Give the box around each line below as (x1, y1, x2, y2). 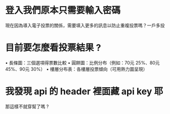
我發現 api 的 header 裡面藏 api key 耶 (5, 86, 163, 97)
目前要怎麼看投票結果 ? (5, 42, 101, 54)
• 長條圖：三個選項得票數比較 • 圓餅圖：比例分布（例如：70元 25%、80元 (5, 59, 160, 66)
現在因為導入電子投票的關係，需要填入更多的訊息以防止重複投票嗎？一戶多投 (5, 22, 165, 28)
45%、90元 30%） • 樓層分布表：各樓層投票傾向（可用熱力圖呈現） (5, 66, 148, 72)
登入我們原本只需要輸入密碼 (5, 5, 121, 16)
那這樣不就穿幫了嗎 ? (5, 103, 49, 109)
